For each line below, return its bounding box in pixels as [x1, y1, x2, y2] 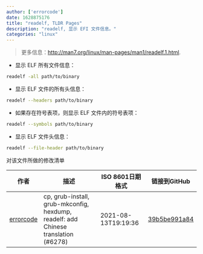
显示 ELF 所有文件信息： [14, 62, 76, 69]
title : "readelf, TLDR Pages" [6, 20, 83, 26]
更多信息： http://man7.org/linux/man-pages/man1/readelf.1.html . [21, 49, 181, 56]
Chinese [43, 222, 68, 230]
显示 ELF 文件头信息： [14, 132, 71, 140]
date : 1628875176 [6, 15, 50, 21]
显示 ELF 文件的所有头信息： [14, 85, 86, 93]
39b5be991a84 [147, 215, 194, 223]
